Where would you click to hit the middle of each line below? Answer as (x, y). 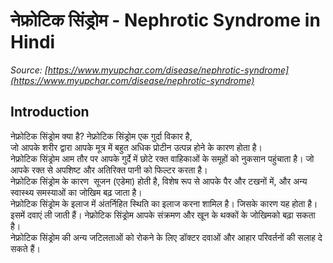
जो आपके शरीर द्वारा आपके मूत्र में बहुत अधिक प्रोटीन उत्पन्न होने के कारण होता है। (136, 147)
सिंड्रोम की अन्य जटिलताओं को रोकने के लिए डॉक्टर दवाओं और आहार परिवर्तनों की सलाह (177, 237)
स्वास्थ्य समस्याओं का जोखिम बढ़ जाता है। (76, 192)
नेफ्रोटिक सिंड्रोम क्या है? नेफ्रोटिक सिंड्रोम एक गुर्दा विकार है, (101, 136)
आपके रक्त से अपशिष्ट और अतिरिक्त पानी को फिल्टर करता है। (109, 170)
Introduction (50, 112)
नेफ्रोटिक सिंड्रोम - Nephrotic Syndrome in (165, 20)
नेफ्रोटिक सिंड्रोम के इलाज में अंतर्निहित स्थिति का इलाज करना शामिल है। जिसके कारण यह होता (158, 203)
